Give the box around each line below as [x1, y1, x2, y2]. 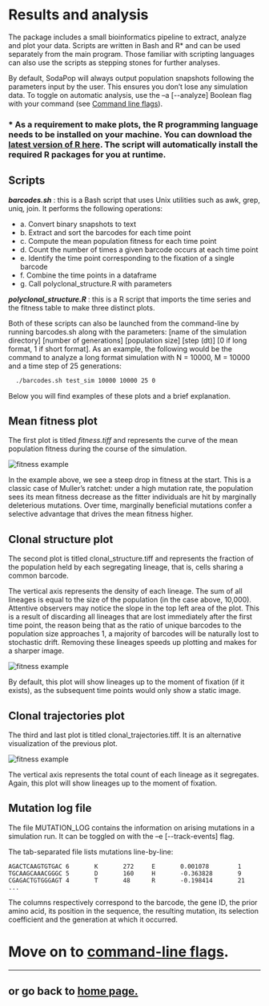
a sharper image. [8, 646, 65, 655]
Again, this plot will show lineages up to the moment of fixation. [8, 778, 218, 788]
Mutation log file [8, 801, 92, 815]
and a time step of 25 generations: [8, 361, 122, 371]
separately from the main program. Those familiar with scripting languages [8, 49, 255, 59]
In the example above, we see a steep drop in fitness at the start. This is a [8, 475, 251, 485]
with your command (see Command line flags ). [8, 99, 163, 108]
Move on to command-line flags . [8, 943, 230, 960]
